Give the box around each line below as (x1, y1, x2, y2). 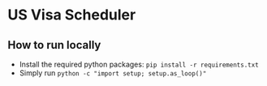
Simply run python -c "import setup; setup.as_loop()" (19, 68, 207, 78)
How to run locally (7, 38, 101, 52)
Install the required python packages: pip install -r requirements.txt (19, 59, 259, 69)
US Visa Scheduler (7, 6, 136, 24)
